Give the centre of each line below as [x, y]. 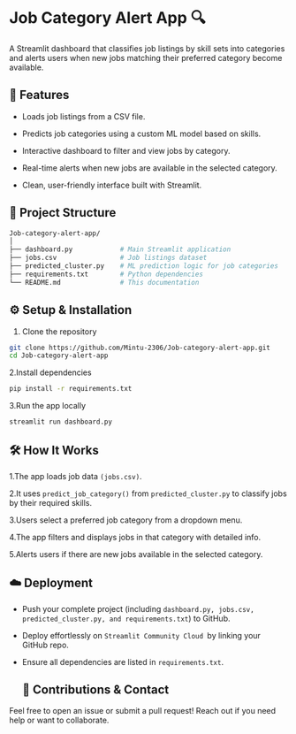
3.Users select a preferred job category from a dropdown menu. [126, 520]
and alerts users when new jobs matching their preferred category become [146, 57]
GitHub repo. [45, 645]
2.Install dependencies [50, 372]
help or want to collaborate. [59, 720]
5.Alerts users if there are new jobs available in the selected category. [136, 554]
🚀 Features [39, 95]
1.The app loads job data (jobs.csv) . [76, 476]
